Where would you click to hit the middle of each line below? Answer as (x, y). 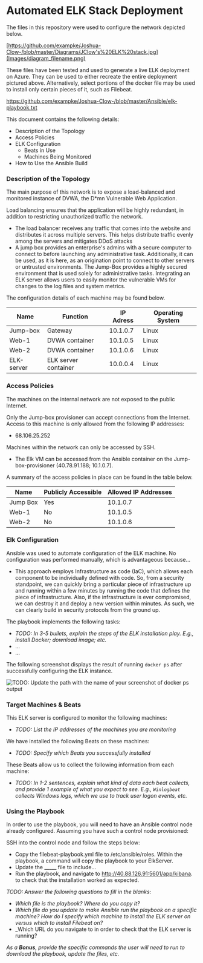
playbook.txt (22, 107)
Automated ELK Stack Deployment (95, 11)
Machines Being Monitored (58, 156)
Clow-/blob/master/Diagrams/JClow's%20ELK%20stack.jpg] (82, 51)
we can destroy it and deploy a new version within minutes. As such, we (105, 603)
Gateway (60, 330)
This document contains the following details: (63, 119)
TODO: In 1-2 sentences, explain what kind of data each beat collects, (102, 783)
